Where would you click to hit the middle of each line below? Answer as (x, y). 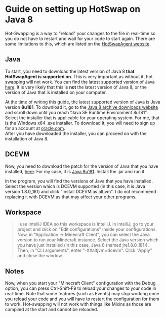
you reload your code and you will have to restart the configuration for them (82, 299)
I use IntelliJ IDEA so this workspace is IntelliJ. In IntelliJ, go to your (85, 224)
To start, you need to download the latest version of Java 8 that (70, 71)
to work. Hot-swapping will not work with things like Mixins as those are (78, 304)
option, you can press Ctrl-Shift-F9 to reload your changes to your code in (81, 288)
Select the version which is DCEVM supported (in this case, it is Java (75, 186)
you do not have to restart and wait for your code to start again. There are (80, 39)
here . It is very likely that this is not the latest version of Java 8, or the (76, 87)
